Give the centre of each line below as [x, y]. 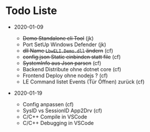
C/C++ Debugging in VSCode [58, 123]
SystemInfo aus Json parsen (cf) [62, 63]
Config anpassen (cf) [48, 104]
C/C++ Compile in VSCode [55, 117]
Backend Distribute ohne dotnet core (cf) [72, 69]
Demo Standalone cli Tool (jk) [58, 38]
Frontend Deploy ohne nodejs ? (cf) [65, 75]
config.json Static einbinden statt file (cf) [71, 57]
